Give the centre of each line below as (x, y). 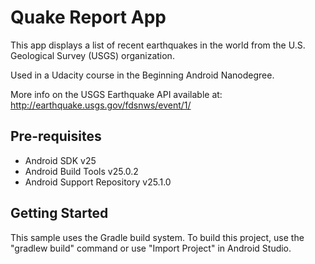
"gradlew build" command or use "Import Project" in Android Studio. (151, 248)
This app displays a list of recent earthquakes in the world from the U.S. (158, 45)
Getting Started (59, 213)
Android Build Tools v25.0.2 (81, 171)
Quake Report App (88, 17)
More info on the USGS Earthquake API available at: (116, 94)
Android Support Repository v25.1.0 (98, 182)
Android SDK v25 (60, 160)
